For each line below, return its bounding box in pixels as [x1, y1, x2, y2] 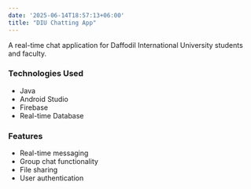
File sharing [19, 165, 58, 175]
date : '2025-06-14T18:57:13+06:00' [8, 11, 125, 20]
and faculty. [8, 49, 47, 58]
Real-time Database [19, 111, 84, 120]
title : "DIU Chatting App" [8, 19, 97, 27]
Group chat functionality [19, 157, 98, 166]
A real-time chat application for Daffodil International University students [8, 40, 244, 49]
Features [8, 130, 43, 141]
